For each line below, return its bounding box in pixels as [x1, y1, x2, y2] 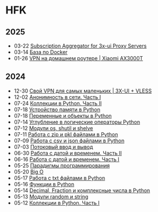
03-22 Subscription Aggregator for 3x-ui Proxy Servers [13, 42, 147, 49]
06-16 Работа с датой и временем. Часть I [13, 156, 120, 163]
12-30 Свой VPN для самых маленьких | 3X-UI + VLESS [13, 87, 152, 94]
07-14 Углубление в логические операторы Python [13, 118, 141, 125]
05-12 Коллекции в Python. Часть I [13, 199, 100, 206]
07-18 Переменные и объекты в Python [13, 112, 112, 119]
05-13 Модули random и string [13, 193, 89, 200]
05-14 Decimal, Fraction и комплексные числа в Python [13, 187, 150, 194]
